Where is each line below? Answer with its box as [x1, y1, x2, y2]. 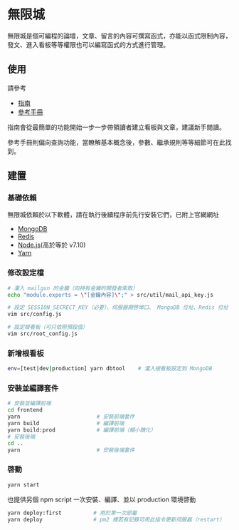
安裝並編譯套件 [7, 383, 59, 393]
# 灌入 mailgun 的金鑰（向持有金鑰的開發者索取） [7, 285, 138, 292]
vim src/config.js [7, 311, 62, 318]
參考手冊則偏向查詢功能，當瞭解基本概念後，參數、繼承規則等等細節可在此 [7, 138, 225, 146]
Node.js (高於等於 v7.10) [17, 240, 86, 250]
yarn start [7, 481, 40, 489]
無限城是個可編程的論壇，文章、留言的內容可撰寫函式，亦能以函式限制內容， [7, 31, 232, 40]
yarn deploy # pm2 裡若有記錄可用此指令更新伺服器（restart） [7, 516, 225, 523]
